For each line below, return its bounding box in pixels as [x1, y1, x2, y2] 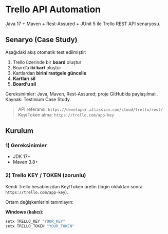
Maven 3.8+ [12, 159, 39, 165]
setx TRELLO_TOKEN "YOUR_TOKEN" [5, 223, 74, 229]
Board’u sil [12, 81, 36, 87]
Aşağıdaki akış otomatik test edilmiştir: [5, 49, 86, 55]
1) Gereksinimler [5, 142, 47, 149]
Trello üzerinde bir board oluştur [12, 59, 82, 65]
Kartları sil [12, 75, 36, 82]
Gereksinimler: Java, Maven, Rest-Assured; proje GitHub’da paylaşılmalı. [5, 91, 158, 97]
